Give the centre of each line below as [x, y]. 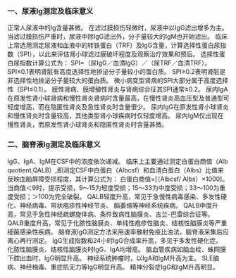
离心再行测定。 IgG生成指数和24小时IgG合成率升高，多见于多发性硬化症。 [114, 240]
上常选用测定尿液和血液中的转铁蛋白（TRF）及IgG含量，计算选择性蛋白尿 [114, 45]
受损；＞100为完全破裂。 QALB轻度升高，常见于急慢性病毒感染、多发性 [117, 196]
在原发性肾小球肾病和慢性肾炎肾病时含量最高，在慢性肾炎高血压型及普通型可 [118, 98]
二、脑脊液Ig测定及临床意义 [54, 144]
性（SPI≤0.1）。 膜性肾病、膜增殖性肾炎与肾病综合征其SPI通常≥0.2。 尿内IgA [118, 89]
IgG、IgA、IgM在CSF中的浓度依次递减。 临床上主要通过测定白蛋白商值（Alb [118, 161]
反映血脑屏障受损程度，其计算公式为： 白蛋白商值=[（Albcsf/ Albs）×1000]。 [118, 179]
